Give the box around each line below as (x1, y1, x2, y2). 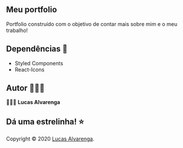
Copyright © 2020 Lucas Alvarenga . (6, 136, 94, 143)
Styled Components (14, 59, 64, 67)
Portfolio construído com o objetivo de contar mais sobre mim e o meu (6, 20, 178, 27)
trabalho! (6, 27, 28, 34)
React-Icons (14, 66, 45, 73)
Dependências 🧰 (6, 44, 68, 54)
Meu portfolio (6, 5, 57, 15)
